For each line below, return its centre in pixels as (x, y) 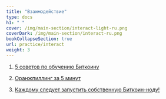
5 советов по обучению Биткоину (57, 67)
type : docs (19, 17)
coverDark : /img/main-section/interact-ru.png (64, 34)
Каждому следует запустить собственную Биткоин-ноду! (87, 90)
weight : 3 (18, 50)
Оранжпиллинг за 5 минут (48, 78)
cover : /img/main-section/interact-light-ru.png (67, 28)
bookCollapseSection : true (39, 39)
